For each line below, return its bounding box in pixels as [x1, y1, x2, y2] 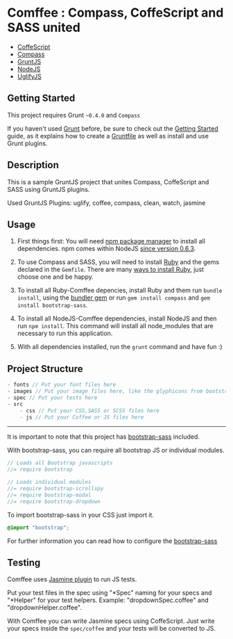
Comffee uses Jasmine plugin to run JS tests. [7, 575, 137, 583]
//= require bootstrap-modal [7, 492, 92, 499]
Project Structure [7, 363, 83, 375]
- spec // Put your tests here [7, 394, 98, 401]
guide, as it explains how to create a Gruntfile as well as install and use [7, 131, 209, 140]
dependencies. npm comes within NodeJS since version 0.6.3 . [17, 245, 196, 253]
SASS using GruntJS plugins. [7, 185, 90, 193]
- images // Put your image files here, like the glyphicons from [7, 388, 203, 395]
